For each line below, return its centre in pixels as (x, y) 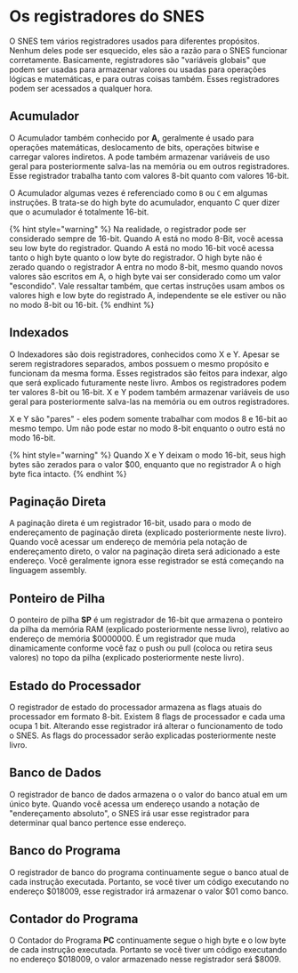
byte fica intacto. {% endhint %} (68, 474)
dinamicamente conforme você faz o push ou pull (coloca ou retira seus (141, 648)
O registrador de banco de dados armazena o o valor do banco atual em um (148, 794)
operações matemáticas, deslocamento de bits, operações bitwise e (134, 147)
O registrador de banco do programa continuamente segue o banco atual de (149, 872)
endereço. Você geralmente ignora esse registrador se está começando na (147, 561)
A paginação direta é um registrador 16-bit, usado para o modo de (130, 523)
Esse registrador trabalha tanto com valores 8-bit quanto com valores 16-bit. (149, 175)
